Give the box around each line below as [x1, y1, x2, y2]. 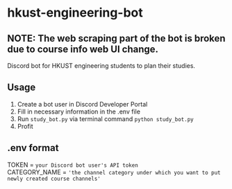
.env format [7, 142, 59, 154]
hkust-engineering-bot [7, 5, 144, 21]
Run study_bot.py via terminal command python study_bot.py [17, 114, 194, 123]
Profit [17, 122, 33, 130]
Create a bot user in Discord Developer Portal [17, 100, 148, 108]
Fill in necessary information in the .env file [17, 107, 141, 116]
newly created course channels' [7, 175, 101, 182]
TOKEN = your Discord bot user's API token [7, 161, 139, 169]
